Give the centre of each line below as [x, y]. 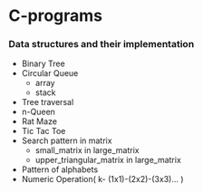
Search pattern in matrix [67, 140]
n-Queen [39, 112]
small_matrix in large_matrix [87, 150]
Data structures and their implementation [101, 44]
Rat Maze [39, 121]
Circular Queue [50, 73]
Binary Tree [43, 63]
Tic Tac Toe [43, 131]
